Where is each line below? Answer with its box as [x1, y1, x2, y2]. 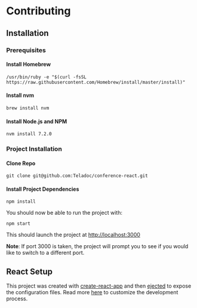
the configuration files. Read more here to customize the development [6, 289, 178, 296]
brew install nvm [6, 105, 50, 111]
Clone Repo [6, 160, 36, 167]
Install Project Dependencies [6, 185, 79, 193]
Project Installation [6, 145, 63, 153]
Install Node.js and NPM [6, 118, 67, 125]
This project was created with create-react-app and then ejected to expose [6, 282, 192, 289]
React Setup [6, 266, 53, 276]
